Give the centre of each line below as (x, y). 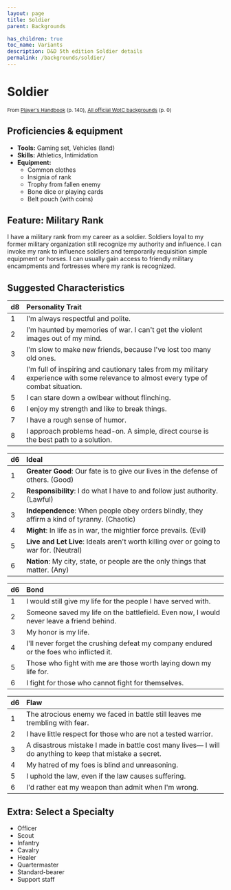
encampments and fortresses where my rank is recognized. (91, 266)
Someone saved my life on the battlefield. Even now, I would (123, 612)
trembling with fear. (58, 723)
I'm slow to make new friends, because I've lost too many (119, 350)
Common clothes (52, 170)
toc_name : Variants (35, 45)
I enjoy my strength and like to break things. (97, 409)
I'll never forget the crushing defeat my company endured (119, 643)
